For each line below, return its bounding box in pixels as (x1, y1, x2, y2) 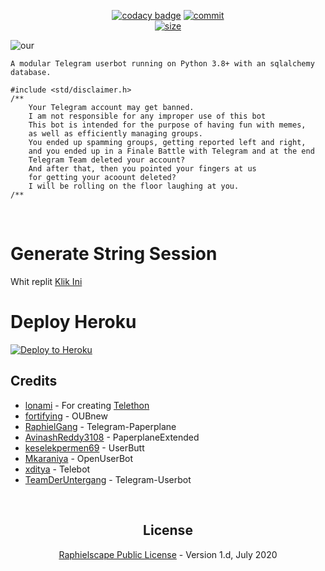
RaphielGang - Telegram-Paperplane (24, 420, 177, 432)
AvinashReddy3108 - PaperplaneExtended (24, 431, 200, 443)
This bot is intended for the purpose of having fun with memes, (28, 120, 307, 130)
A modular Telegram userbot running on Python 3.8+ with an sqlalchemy (10, 59, 315, 69)
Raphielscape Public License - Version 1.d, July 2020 (58, 548, 278, 560)
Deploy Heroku (10, 311, 137, 334)
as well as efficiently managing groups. (28, 129, 203, 139)
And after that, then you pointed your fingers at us (28, 164, 257, 174)
